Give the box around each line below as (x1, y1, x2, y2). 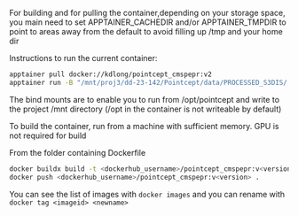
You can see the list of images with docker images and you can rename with (9, 189, 286, 199)
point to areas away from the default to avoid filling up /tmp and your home (9, 27, 284, 36)
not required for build (9, 130, 87, 141)
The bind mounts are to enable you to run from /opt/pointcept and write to (9, 94, 280, 104)
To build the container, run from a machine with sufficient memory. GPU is (9, 120, 279, 131)
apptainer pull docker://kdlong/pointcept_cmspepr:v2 (9, 70, 213, 79)
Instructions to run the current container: (9, 53, 158, 63)
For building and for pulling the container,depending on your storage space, (9, 8, 286, 18)
